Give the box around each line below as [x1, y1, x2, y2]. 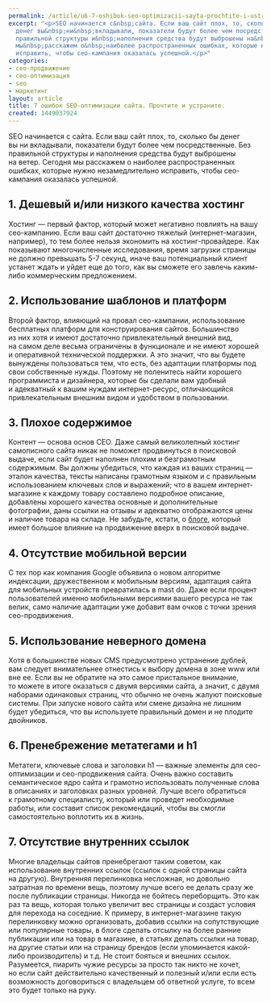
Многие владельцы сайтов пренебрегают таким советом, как [8, 856, 222, 866]
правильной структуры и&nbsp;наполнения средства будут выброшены [15, 34, 244, 43]
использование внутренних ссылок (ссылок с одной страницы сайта [8, 865, 248, 875]
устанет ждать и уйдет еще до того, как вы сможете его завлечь [8, 261, 232, 271]
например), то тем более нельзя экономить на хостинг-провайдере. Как [8, 236, 260, 246]
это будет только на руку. [8, 985, 97, 995]
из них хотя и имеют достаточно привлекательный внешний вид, [8, 332, 233, 342]
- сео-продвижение [8, 65, 70, 73]
